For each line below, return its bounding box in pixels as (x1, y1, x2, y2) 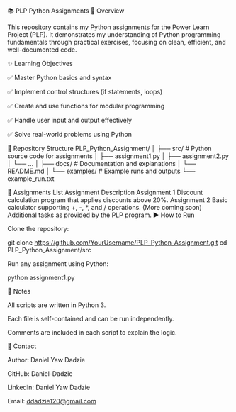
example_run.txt (7, 174, 55, 183)
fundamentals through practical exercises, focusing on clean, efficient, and (7, 38, 226, 46)
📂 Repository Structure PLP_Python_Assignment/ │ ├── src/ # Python (7, 145, 212, 152)
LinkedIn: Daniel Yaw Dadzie (7, 383, 91, 391)
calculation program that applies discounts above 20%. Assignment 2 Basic (7, 196, 228, 204)
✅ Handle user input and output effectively (7, 116, 133, 124)
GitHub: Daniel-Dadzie (7, 369, 73, 378)
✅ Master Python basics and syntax (7, 74, 112, 82)
